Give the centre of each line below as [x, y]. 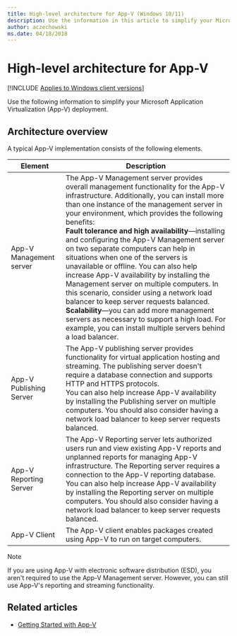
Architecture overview [57, 131]
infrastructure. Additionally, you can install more [145, 195]
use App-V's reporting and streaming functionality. [81, 585]
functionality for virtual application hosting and [143, 357]
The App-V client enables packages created [139, 530]
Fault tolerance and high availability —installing [146, 231]
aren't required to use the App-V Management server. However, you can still [118, 578]
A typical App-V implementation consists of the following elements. [105, 148]
